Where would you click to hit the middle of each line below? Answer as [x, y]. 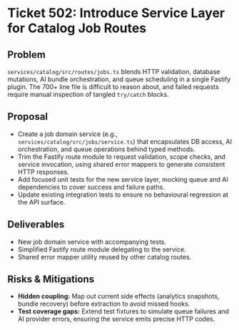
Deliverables [36, 225]
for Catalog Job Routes [77, 28]
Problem [27, 55]
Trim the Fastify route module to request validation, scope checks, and [122, 156]
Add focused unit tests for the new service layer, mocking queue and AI [123, 179]
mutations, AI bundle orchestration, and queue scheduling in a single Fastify [119, 79]
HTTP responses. [43, 172]
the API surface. [41, 202]
